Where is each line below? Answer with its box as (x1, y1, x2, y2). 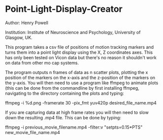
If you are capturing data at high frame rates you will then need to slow (5, 109, 149, 115)
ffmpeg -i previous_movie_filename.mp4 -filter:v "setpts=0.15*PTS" (5, 124, 143, 130)
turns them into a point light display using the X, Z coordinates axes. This (5, 49, 153, 55)
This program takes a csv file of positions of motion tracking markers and (5, 44, 154, 50)
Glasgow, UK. (5, 35, 33, 40)
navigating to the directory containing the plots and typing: (5, 90, 124, 96)
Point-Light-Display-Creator (5, 3, 123, 15)
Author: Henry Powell (5, 20, 48, 26)
